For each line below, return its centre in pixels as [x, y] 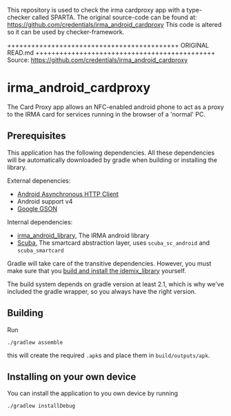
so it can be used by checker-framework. [66, 32]
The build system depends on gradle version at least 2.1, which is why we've [115, 284]
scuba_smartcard [40, 250]
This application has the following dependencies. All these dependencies [111, 152]
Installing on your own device [72, 376]
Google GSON [37, 208]
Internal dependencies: [40, 222]
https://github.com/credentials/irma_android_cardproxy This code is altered [114, 24]
